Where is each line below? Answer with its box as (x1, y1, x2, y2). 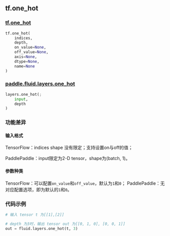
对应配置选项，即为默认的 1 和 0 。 (5, 186, 72, 192)
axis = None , (14, 54, 37, 60)
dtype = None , (14, 59, 39, 64)
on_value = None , (14, 45, 47, 50)
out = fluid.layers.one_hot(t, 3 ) (5, 226, 78, 231)
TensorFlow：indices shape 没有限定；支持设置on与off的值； (5, 144, 133, 151)
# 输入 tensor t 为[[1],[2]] (5, 212, 65, 217)
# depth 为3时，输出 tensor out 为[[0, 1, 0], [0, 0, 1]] (5, 221, 125, 226)
